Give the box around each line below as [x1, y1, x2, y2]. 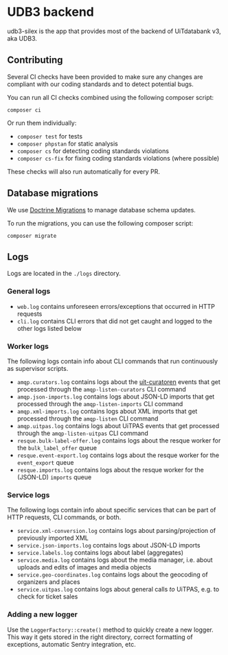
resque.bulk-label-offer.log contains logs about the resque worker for [16, 436, 221, 445]
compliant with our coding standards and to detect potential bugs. [7, 80, 194, 88]
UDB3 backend [7, 4, 94, 20]
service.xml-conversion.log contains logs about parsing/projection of [16, 527, 216, 535]
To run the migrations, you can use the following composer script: [7, 219, 194, 228]
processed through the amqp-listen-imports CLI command [16, 399, 183, 407]
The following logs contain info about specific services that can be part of [7, 506, 216, 514]
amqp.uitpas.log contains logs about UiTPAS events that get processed [16, 421, 220, 430]
